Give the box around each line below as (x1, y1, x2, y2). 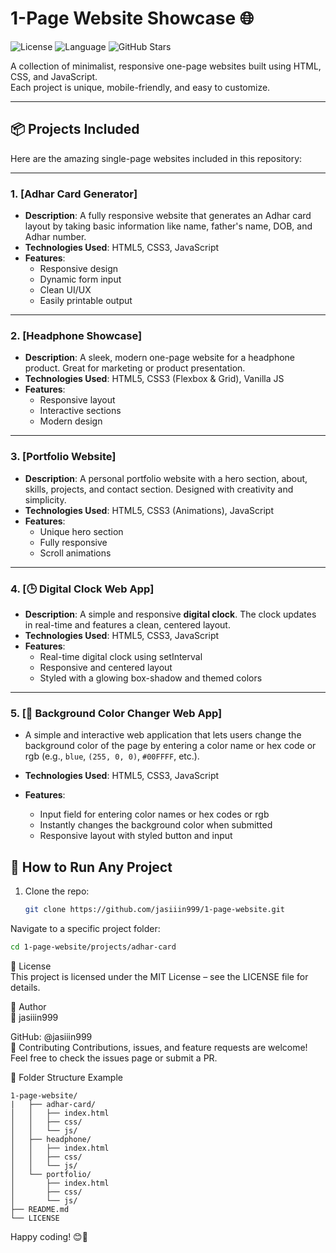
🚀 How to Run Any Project (10, 858, 173, 876)
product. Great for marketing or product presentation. (24, 362, 246, 374)
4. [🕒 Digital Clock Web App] (10, 582, 155, 596)
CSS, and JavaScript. (10, 70, 98, 82)
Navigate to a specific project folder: (10, 922, 161, 934)
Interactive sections (39, 405, 122, 417)
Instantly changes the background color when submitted (39, 819, 273, 831)
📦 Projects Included (10, 121, 140, 138)
